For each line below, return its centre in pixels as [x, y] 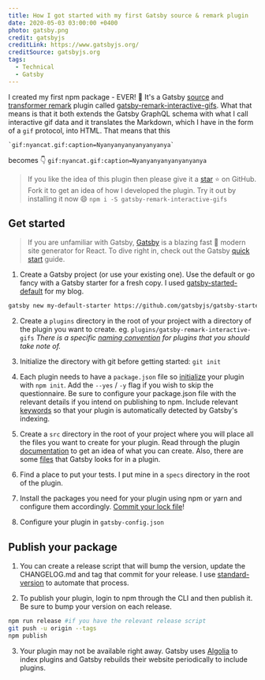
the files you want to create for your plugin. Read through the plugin [130, 443]
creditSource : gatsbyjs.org [54, 52]
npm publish [28, 636]
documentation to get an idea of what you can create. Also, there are [131, 451]
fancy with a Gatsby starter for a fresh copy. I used [102, 283]
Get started [37, 223]
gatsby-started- [212, 283]
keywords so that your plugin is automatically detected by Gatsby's [129, 410]
